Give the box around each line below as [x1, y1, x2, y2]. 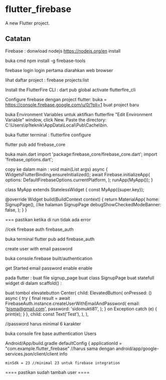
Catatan [5, 35, 31, 43]
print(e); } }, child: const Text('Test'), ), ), [5, 311, 89, 317]
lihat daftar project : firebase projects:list [5, 77, 89, 83]
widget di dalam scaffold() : [5, 280, 62, 286]
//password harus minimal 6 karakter [5, 320, 81, 326]
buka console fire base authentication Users [5, 330, 97, 336]
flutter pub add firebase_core [5, 141, 66, 147]
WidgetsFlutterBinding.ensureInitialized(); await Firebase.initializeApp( [5, 171, 150, 177]
